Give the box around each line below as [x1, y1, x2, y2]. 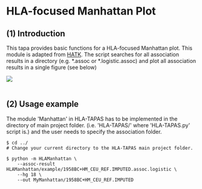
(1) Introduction [6, 28, 65, 39]
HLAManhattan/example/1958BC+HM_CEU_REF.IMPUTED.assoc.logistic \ [6, 166, 177, 172]
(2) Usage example [6, 99, 79, 110]
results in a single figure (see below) [6, 64, 97, 71]
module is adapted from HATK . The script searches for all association [6, 51, 180, 58]
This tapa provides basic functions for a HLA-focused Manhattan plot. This [6, 44, 192, 51]
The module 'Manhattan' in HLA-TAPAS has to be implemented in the [6, 115, 178, 122]
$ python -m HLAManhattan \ [6, 156, 77, 162]
